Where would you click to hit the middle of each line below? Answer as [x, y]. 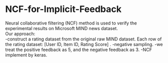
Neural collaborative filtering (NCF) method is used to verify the [71, 23]
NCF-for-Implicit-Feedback [63, 9]
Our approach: [20, 33]
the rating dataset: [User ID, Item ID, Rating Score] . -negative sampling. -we [84, 44]
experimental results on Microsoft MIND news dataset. [62, 28]
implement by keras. [26, 55]
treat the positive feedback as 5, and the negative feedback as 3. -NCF [79, 49]
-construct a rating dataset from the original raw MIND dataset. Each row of [83, 39]
